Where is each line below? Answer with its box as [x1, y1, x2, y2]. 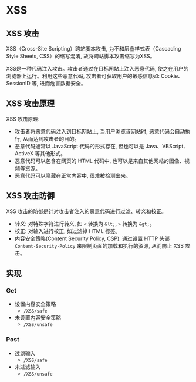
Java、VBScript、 [145, 142, 189, 150]
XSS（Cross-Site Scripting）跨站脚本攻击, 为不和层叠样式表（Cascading [6, 45, 181, 52]
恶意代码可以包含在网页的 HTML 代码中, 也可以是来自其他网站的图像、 [14, 157, 185, 164]
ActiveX [14, 150, 34, 157]
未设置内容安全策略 [14, 314, 62, 321]
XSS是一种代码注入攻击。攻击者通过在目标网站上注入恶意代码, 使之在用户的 [6, 65, 189, 72]
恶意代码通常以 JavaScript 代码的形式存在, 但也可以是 [14, 142, 144, 150]
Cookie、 [160, 72, 184, 79]
